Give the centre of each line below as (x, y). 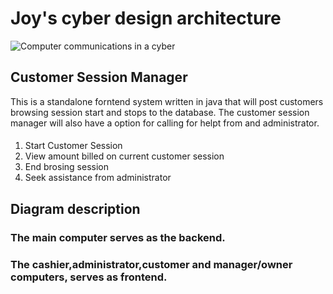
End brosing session (66, 167)
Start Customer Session (73, 146)
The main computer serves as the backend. (118, 237)
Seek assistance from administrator (98, 178)
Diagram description (75, 208)
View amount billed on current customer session (124, 156)
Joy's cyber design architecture (146, 18)
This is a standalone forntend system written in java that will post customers (167, 101)
